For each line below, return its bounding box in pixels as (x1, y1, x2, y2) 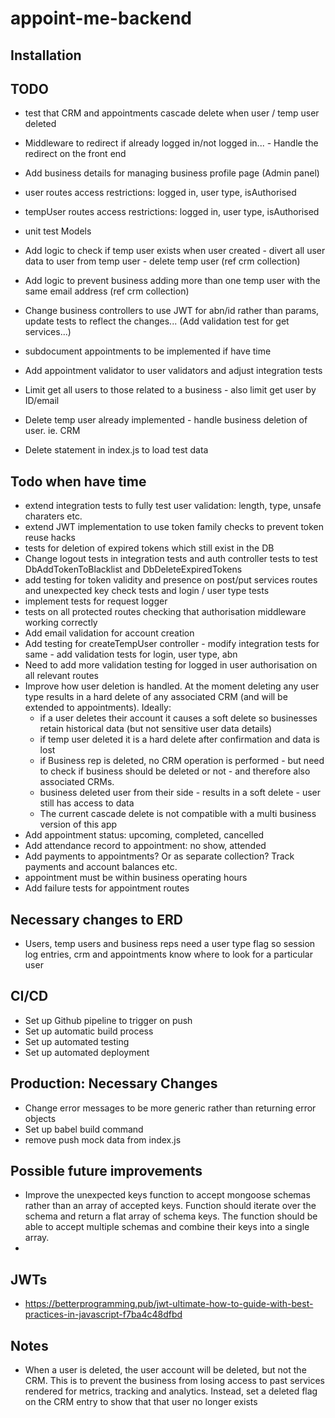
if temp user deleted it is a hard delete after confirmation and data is (39, 733, 320, 746)
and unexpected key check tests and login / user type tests (24, 585, 270, 597)
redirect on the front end (24, 148, 127, 160)
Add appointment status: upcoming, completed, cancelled (24, 829, 265, 841)
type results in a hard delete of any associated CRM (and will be (24, 691, 288, 703)
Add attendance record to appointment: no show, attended (24, 840, 267, 852)
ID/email (24, 395, 60, 407)
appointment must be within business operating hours (24, 872, 248, 884)
